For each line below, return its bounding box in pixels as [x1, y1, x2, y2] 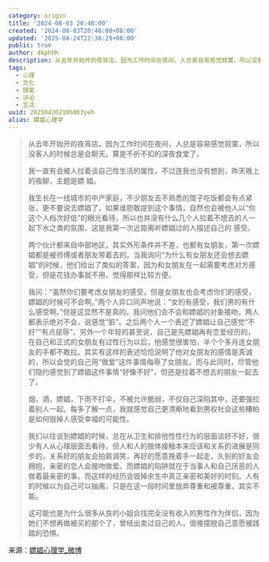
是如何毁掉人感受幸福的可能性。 [27, 414, 134, 424]
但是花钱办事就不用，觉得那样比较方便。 [42, 270, 176, 279]
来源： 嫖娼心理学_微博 [8, 545, 82, 555]
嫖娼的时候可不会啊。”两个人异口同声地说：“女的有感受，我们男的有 [27, 297, 249, 307]
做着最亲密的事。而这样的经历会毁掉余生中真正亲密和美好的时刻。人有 [27, 471, 260, 480]
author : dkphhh [8, 49, 59, 57]
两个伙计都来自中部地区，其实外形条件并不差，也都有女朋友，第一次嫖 [27, 239, 260, 249]
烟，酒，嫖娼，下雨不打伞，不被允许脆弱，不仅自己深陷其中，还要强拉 [27, 394, 260, 403]
